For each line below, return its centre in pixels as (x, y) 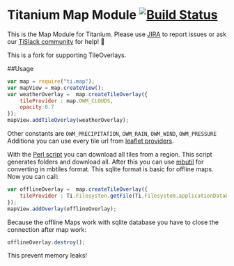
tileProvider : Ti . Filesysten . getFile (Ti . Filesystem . (99, 196)
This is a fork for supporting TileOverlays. (67, 55)
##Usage (21, 68)
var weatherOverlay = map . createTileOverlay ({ (78, 94)
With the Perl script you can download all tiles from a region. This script (110, 155)
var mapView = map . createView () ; (56, 88)
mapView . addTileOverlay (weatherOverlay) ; (68, 120)
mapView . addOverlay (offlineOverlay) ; (62, 209)
